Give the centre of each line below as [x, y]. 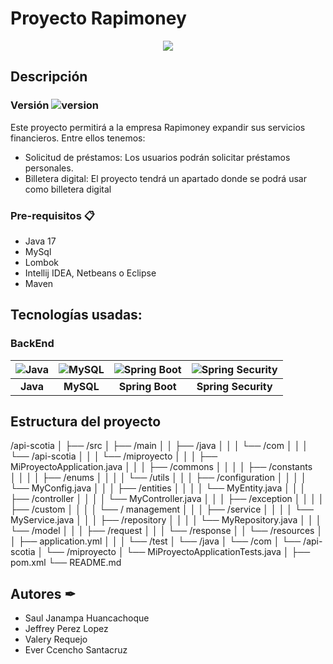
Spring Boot [147, 386]
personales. [49, 168]
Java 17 [40, 241]
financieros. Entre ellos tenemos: [78, 138]
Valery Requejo [56, 639]
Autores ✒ [43, 593]
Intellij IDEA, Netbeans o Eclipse [90, 273]
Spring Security [234, 386]
